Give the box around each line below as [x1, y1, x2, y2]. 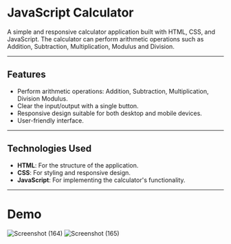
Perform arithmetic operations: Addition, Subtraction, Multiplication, [16, 87, 209, 95]
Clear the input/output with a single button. [16, 101, 139, 110]
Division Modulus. [16, 94, 68, 103]
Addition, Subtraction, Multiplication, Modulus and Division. [7, 42, 175, 50]
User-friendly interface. [16, 116, 84, 125]
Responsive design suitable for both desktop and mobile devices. [16, 109, 203, 117]
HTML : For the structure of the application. [16, 161, 139, 170]
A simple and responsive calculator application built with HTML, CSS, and [7, 28, 215, 36]
